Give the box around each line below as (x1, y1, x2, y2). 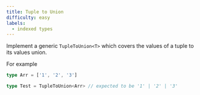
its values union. (6, 49, 47, 56)
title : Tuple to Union (6, 8, 64, 15)
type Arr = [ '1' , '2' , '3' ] (6, 72, 78, 79)
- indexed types (12, 25, 53, 32)
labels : (6, 20, 26, 26)
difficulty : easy (6, 15, 50, 21)
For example (6, 61, 38, 68)
